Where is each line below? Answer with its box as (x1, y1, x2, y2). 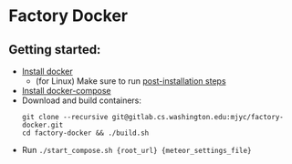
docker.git (21, 120, 64, 129)
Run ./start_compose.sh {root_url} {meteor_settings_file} (21, 145, 252, 155)
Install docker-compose (21, 86, 111, 96)
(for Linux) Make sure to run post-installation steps (35, 76, 226, 87)
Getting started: (8, 42, 101, 57)
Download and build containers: (21, 95, 142, 106)
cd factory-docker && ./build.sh (21, 128, 150, 138)
